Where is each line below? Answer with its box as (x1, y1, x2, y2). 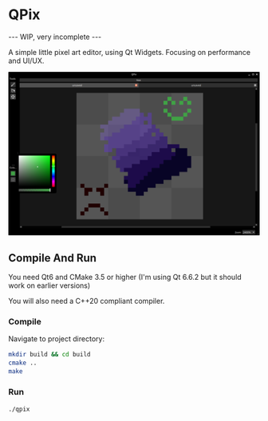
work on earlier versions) (8, 281, 91, 290)
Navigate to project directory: (8, 334, 105, 344)
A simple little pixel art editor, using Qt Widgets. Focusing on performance (8, 47, 251, 57)
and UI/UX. (8, 56, 45, 65)
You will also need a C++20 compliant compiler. (8, 297, 165, 306)
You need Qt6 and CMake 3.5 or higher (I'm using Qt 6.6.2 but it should (8, 273, 242, 282)
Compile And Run (8, 251, 97, 265)
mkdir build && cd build (8, 351, 91, 359)
